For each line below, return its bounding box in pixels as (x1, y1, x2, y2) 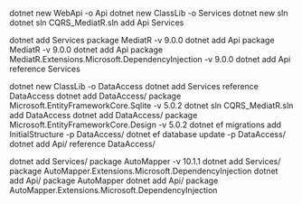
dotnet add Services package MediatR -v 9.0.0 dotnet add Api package (9, 35, 275, 45)
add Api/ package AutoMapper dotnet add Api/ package (9, 175, 219, 186)
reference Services (9, 63, 81, 74)
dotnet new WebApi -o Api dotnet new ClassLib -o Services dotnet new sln (9, 8, 288, 18)
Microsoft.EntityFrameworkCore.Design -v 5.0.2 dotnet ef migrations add (9, 119, 282, 130)
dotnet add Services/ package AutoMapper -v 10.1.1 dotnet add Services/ (9, 156, 281, 166)
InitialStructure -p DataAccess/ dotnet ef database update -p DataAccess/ (9, 129, 287, 139)
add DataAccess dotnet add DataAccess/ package (9, 110, 198, 120)
